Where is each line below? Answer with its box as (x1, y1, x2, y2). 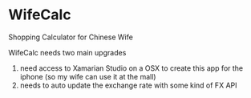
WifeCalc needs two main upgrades (8, 47, 127, 57)
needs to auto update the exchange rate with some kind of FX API (19, 80, 237, 90)
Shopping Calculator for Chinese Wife (8, 32, 134, 42)
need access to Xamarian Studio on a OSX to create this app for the (19, 63, 244, 73)
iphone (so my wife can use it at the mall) (19, 71, 156, 81)
